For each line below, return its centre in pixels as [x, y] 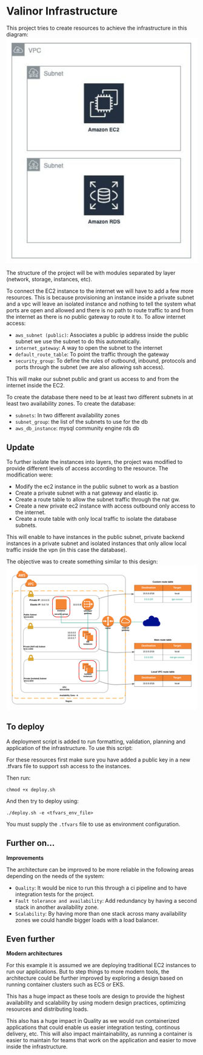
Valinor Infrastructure [62, 11]
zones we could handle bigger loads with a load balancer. [87, 920]
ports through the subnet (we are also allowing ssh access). [90, 367]
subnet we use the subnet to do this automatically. [78, 341]
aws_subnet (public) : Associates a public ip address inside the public [102, 335]
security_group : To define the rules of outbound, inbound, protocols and [105, 361]
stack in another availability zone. [57, 907]
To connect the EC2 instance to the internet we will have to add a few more [100, 291]
